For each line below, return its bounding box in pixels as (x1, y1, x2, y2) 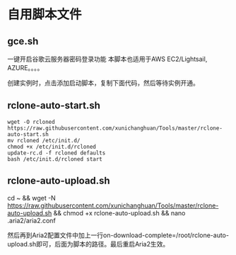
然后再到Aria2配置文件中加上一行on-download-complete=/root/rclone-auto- (7, 231, 230, 239)
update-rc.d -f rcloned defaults (7, 149, 106, 157)
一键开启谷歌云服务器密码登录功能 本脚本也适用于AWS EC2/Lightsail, (7, 55, 208, 63)
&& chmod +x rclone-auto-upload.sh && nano (53, 208, 186, 217)
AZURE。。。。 (7, 64, 44, 72)
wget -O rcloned (7, 118, 55, 125)
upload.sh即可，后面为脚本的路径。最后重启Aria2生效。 (7, 239, 170, 248)
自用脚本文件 (7, 6, 83, 23)
